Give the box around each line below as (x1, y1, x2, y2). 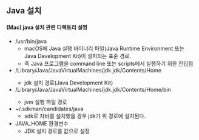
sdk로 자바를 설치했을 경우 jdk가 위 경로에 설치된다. (24, 112, 146, 119)
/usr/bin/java (15, 37, 47, 45)
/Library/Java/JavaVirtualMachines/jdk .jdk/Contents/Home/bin (15, 86, 171, 93)
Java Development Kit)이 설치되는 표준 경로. (24, 52, 132, 59)
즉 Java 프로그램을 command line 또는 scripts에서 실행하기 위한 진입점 (24, 60, 194, 67)
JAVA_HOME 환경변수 (15, 119, 69, 127)
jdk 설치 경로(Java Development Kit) (24, 79, 113, 86)
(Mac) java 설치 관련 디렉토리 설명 (6, 24, 88, 31)
